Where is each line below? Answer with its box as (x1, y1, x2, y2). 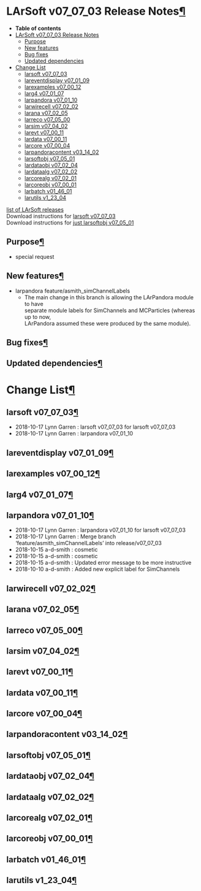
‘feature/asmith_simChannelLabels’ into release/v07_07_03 (15, 540, 162, 547)
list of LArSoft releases (6, 205, 64, 213)
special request (15, 253, 55, 260)
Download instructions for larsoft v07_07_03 (6, 212, 116, 220)
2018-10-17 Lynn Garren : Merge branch (15, 533, 116, 540)
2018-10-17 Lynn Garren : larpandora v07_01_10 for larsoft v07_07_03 (15, 526, 186, 534)
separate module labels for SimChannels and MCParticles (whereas (24, 307, 195, 314)
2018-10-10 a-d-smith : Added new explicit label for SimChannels (15, 565, 180, 573)
